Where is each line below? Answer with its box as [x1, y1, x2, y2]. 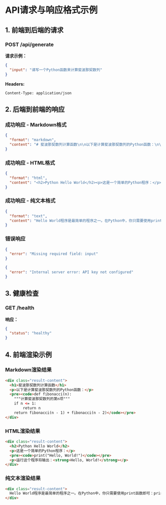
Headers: [5, 81, 25, 87]
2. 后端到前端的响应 [5, 105, 65, 113]
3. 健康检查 [5, 289, 39, 298]
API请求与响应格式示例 [5, 4, 98, 16]
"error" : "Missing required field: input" [9, 251, 98, 257]
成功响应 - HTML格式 [5, 159, 55, 166]
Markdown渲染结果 [5, 366, 52, 373]
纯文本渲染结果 [5, 475, 41, 482]
